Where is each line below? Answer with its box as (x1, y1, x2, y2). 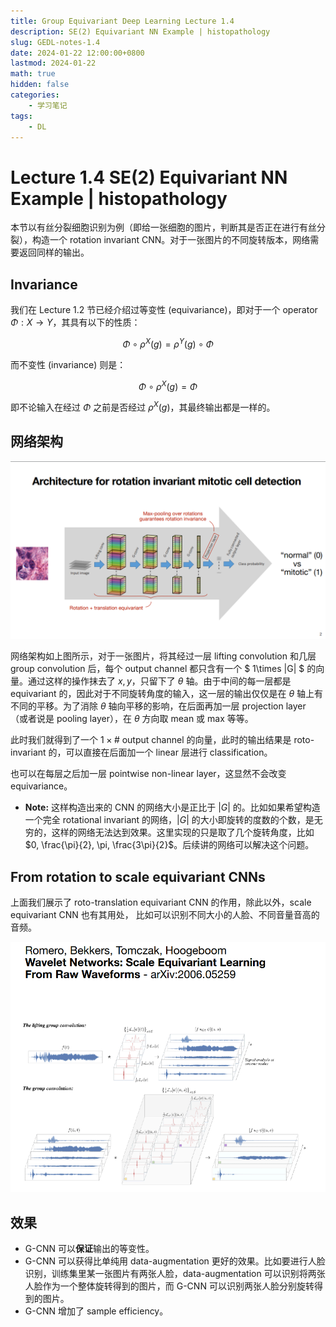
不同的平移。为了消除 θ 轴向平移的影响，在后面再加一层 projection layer (10, 700, 307, 712)
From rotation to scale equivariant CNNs (10, 868, 266, 885)
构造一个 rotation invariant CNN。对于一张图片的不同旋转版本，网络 (31, 234, 311, 246)
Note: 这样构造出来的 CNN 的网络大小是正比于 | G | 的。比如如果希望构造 (24, 801, 321, 814)
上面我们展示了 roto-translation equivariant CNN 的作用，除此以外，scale (10, 896, 312, 909)
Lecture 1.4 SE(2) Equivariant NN (10, 166, 288, 189)
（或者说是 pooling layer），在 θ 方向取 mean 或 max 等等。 (10, 713, 254, 725)
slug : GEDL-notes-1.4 (10, 37, 101, 47)
